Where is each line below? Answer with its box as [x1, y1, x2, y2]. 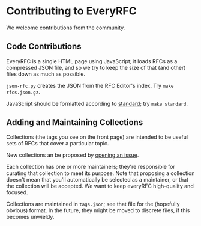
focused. [6, 188, 28, 196]
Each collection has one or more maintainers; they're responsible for [6, 163, 176, 170]
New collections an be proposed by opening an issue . [6, 151, 139, 159]
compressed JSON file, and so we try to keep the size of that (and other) [6, 64, 186, 71]
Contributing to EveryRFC [6, 4, 137, 18]
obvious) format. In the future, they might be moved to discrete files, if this [6, 206, 190, 214]
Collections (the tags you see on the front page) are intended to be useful [6, 133, 188, 141]
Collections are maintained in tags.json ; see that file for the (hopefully [6, 200, 180, 207]
